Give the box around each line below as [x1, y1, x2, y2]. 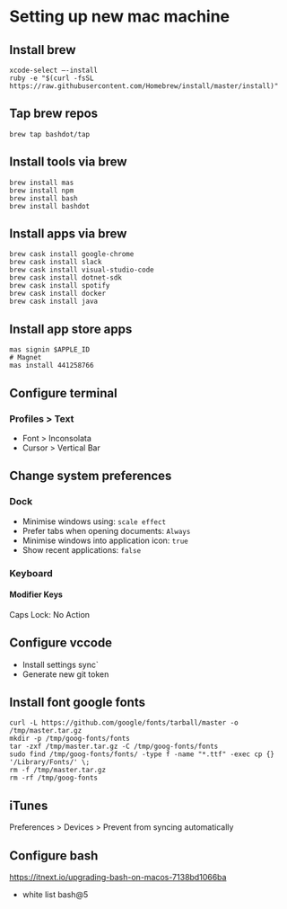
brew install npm [9, 186, 74, 195]
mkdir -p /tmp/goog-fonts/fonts [9, 735, 130, 744]
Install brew [9, 42, 76, 58]
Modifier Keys [9, 589, 63, 600]
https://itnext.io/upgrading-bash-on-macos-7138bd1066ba [9, 872, 227, 882]
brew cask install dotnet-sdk [9, 273, 123, 282]
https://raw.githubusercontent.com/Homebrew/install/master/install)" [9, 82, 279, 91]
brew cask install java [9, 297, 99, 307]
